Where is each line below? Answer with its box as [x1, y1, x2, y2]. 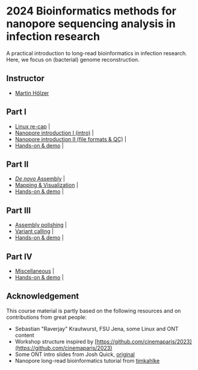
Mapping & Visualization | [14, 181, 78, 189]
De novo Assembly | [14, 175, 65, 183]
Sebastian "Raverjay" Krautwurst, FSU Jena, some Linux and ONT [14, 325, 179, 332]
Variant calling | [14, 228, 54, 235]
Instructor [6, 73, 45, 83]
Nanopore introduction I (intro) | [14, 129, 94, 136]
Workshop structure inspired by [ [14, 338, 97, 345]
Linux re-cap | [14, 123, 51, 130]
